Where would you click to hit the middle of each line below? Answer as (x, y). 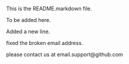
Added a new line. (28, 31)
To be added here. (29, 20)
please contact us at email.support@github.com (64, 55)
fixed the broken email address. (45, 43)
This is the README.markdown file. (49, 9)
